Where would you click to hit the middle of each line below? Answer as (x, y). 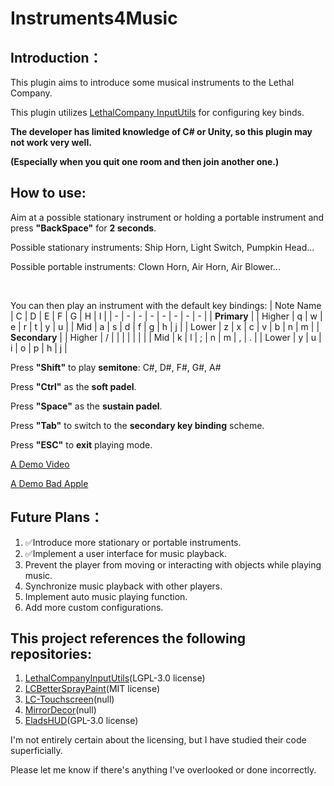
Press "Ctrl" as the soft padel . (73, 386)
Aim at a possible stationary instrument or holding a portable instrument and (167, 217)
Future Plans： (57, 517)
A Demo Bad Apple (49, 483)
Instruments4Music (94, 18)
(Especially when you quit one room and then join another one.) (145, 161)
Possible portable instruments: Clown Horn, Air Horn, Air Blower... (145, 266)
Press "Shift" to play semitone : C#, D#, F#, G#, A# (116, 367)
